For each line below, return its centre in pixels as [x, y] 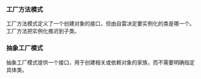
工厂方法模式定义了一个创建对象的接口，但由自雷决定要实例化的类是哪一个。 [100, 24]
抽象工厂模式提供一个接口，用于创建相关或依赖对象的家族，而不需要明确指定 [100, 62]
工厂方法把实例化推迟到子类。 [43, 31]
